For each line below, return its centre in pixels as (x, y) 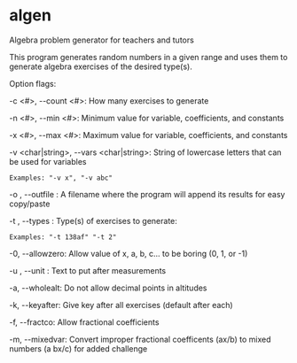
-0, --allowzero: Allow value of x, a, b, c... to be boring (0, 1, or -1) (129, 253)
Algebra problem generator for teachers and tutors (102, 40)
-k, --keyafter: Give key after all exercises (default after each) (121, 305)
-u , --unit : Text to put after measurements (88, 270)
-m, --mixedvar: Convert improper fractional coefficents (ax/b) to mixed (141, 339)
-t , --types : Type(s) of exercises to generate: (93, 220)
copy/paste (30, 204)
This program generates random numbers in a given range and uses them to (148, 57)
